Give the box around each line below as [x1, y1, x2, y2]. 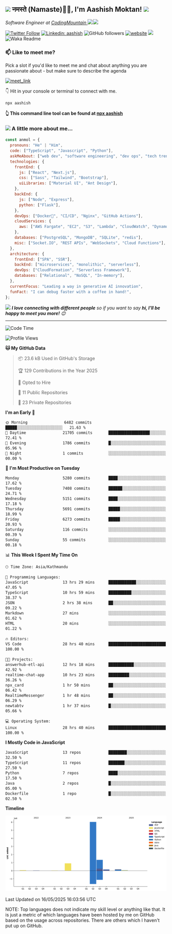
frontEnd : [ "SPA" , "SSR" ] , [14, 257, 72, 262]
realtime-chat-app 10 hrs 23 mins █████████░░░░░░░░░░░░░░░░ [5, 672, 166, 677]
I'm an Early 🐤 [5, 409, 35, 415]
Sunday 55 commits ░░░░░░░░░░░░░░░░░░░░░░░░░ [5, 537, 166, 542]
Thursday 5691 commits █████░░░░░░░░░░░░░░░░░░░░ [5, 506, 166, 512]
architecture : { [10, 251, 45, 256]
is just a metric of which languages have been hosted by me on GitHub [5, 911, 155, 918]
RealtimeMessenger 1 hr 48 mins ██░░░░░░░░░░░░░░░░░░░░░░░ [5, 693, 166, 698]
